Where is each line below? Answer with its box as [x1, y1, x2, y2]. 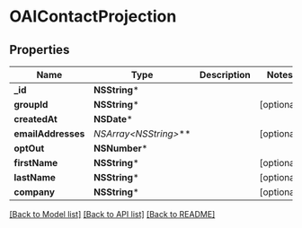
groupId [13, 99, 49, 110]
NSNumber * [93, 142, 148, 154]
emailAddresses [13, 127, 85, 140]
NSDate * [93, 113, 133, 125]
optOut [13, 142, 45, 154]
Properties [9, 42, 70, 57]
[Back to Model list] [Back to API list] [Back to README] [9, 209, 216, 219]
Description [199, 69, 251, 81]
